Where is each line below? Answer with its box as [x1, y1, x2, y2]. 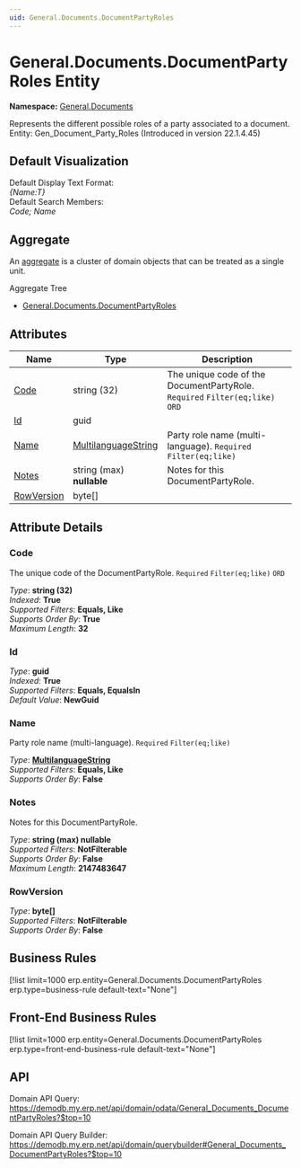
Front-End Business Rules [9, 1010, 157, 1025]
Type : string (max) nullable [9, 834, 112, 845]
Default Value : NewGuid [9, 694, 99, 705]
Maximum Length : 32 [9, 623, 89, 633]
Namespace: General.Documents [9, 101, 133, 111]
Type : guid [9, 666, 49, 677]
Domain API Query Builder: [9, 1129, 108, 1141]
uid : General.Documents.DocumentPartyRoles [9, 13, 175, 22]
